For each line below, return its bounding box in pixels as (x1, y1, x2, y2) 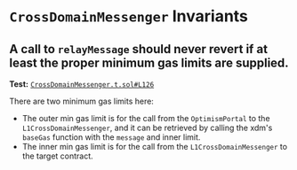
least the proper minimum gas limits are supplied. (9, 55, 289, 70)
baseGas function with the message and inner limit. (21, 132, 201, 143)
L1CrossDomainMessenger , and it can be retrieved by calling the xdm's (21, 122, 273, 133)
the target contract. (21, 151, 93, 161)
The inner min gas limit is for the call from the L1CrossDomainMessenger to (21, 142, 287, 151)
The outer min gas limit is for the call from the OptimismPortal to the (21, 113, 270, 123)
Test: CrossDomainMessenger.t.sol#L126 (9, 79, 155, 89)
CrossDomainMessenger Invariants (9, 6, 249, 27)
